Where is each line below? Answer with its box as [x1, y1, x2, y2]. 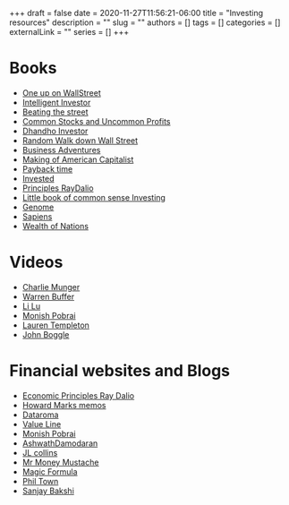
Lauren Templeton [21, 320, 89, 330]
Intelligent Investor [21, 97, 91, 107]
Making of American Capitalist [21, 154, 134, 165]
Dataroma [21, 409, 59, 420]
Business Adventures [21, 144, 101, 155]
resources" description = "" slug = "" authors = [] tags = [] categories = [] [9, 17, 281, 28]
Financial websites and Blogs [9, 361, 231, 381]
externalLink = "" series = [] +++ [9, 27, 130, 37]
